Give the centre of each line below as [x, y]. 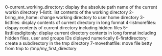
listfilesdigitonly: [22, 33]
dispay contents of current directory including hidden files [64, 28]
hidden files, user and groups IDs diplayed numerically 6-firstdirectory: [77, 38]
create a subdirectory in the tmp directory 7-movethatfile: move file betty [79, 43]
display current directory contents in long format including [98, 33]
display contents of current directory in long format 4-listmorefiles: [89, 22]
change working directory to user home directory [89, 17]
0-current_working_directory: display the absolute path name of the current [81, 7]
